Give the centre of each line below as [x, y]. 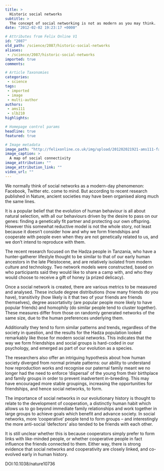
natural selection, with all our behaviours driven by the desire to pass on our [82, 216]
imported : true [20, 59]
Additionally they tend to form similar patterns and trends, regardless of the [81, 327]
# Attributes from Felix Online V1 [41, 37]
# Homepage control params [32, 127]
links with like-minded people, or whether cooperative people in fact [74, 439]
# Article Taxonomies [27, 73]
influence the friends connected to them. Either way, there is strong [73, 444]
